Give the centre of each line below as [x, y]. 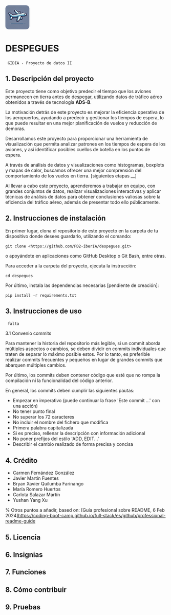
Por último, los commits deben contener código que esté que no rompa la [83, 375]
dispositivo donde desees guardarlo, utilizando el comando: [68, 236]
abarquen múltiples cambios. [36, 365]
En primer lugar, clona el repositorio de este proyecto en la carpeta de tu [82, 230]
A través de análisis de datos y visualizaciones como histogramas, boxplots [85, 165]
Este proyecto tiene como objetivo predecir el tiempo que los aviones [78, 91]
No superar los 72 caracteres [44, 417]
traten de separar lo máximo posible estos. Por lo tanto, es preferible [78, 354]
